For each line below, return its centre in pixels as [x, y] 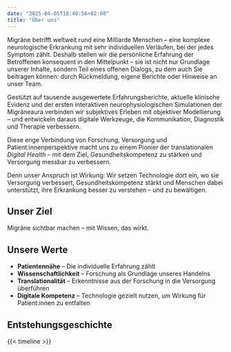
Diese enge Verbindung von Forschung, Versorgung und [87, 139]
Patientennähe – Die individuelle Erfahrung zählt [86, 266]
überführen [33, 289]
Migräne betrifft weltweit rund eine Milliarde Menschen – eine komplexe [109, 39]
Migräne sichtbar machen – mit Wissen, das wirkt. [78, 228]
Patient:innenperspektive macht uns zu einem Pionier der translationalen [110, 147]
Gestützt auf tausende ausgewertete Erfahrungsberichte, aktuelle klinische [113, 97]
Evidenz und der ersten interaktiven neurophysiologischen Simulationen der [115, 104]
